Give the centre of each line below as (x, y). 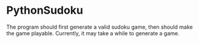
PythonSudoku (45, 10)
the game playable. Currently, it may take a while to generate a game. (93, 33)
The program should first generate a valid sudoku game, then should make (99, 27)
